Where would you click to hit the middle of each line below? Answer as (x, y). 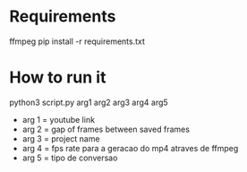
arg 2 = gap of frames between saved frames (106, 129)
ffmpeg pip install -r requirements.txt (77, 41)
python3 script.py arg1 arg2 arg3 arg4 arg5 (89, 102)
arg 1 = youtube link (59, 119)
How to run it (58, 77)
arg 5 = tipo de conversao (70, 158)
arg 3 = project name (61, 138)
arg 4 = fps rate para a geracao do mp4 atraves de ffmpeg (130, 148)
